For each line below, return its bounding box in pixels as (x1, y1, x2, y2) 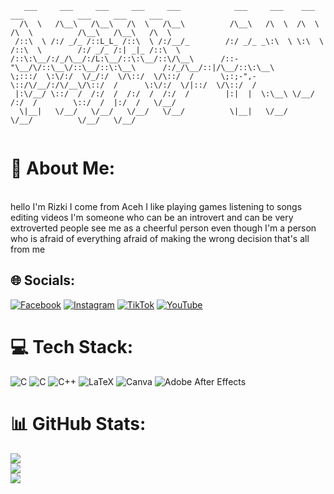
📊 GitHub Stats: (10, 412, 147, 435)
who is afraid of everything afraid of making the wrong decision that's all (10, 232, 310, 244)
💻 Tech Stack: (10, 335, 134, 358)
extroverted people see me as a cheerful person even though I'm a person (10, 222, 317, 234)
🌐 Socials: (10, 272, 76, 289)
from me (10, 243, 46, 255)
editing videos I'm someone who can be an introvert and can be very (10, 211, 294, 223)
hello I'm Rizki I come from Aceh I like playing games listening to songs (10, 200, 303, 212)
